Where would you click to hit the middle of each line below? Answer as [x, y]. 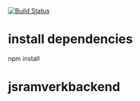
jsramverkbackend [64, 87]
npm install [24, 58]
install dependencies [70, 39]
